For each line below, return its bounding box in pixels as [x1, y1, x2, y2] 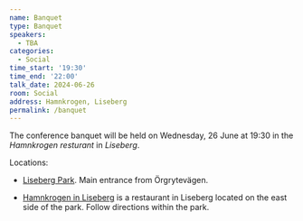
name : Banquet [9, 13, 63, 23]
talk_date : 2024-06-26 [9, 80, 95, 89]
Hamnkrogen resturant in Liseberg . [9, 140, 140, 151]
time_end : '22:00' [9, 72, 79, 81]
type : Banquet [9, 22, 63, 31]
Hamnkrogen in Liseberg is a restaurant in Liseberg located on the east [22, 192, 288, 203]
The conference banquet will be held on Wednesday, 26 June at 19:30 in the [9, 130, 294, 141]
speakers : [9, 30, 47, 39]
